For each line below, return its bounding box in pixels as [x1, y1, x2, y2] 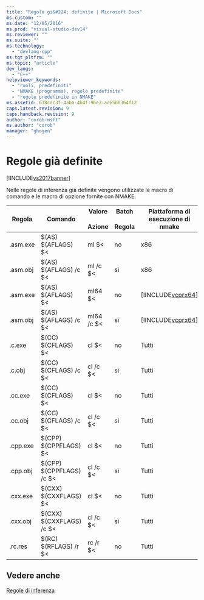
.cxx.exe [9, 491, 33, 500]
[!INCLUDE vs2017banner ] [6, 174, 71, 182]
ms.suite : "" [6, 37, 39, 43]
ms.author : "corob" [6, 123, 56, 129]
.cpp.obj [9, 466, 33, 475]
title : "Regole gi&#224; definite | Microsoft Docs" [6, 9, 143, 15]
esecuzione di [148, 215, 191, 223]
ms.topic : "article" [6, 60, 59, 66]
